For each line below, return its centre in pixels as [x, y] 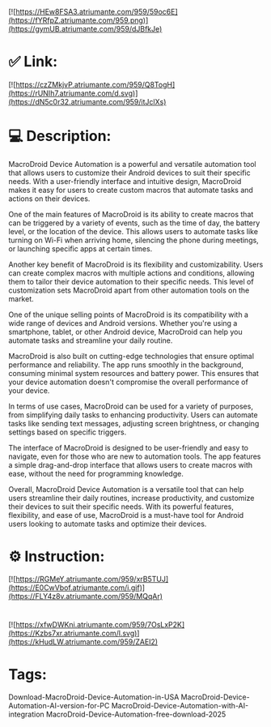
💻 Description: [60, 136]
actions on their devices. [49, 199]
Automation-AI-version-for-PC [59, 705]
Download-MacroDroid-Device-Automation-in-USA [94, 697]
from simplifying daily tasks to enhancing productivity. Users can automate [133, 415]
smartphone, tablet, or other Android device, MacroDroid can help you [125, 331]
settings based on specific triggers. [68, 432]
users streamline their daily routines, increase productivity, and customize [131, 498]
